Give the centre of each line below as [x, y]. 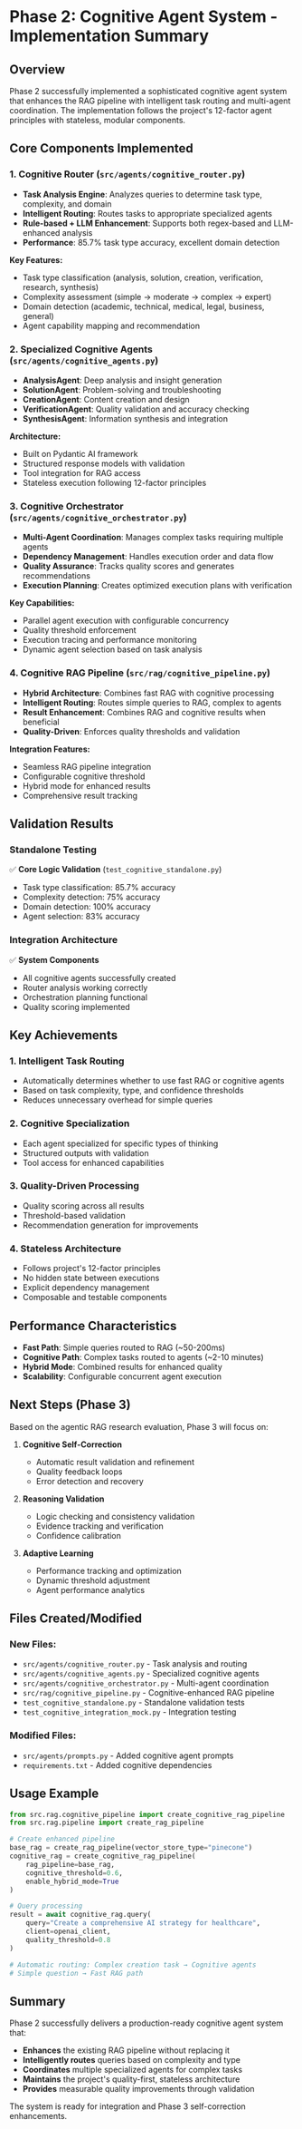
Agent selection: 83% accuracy [81, 917]
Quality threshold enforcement [80, 630]
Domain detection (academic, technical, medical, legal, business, [143, 306]
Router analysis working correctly [85, 987]
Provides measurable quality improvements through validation [138, 2089]
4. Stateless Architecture [66, 1249]
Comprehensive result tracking [80, 795]
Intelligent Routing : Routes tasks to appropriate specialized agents [147, 213]
